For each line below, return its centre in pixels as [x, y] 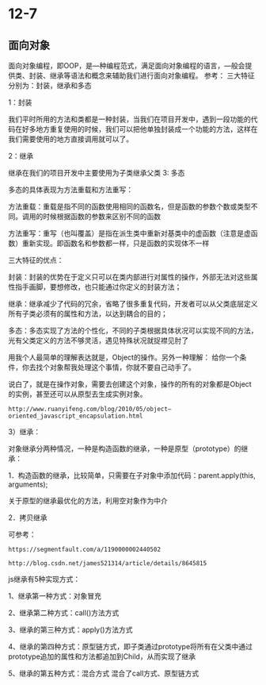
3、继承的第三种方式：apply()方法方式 [70, 629]
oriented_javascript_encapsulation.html [76, 416]
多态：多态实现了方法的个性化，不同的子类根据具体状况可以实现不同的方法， [133, 331]
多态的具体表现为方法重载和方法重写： [70, 190]
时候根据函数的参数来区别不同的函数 [101, 216]
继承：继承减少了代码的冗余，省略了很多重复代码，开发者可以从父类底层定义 [133, 304]
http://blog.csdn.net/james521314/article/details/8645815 [108, 564]
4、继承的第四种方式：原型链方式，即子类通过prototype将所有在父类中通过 [131, 647]
